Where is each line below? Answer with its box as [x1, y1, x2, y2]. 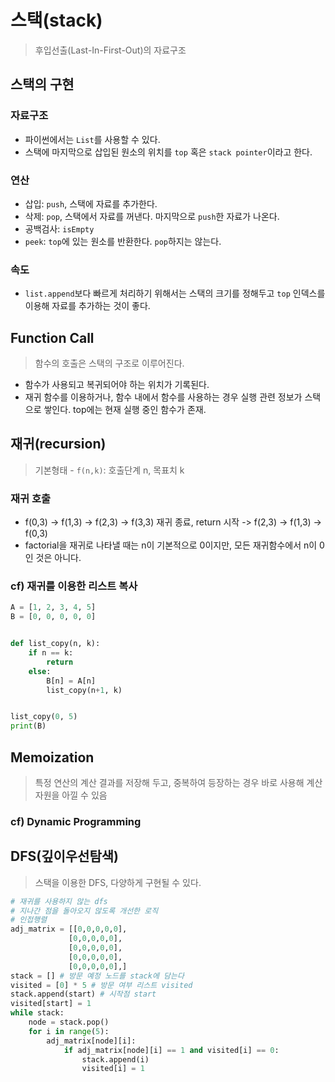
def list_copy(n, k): [10, 639, 101, 649]
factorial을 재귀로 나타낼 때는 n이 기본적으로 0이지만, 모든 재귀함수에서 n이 [24, 539, 318, 551]
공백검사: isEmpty [24, 222, 95, 235]
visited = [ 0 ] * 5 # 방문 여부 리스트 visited [10, 980, 193, 990]
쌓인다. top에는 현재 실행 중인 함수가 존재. [43, 404, 207, 416]
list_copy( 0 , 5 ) [10, 712, 78, 722]
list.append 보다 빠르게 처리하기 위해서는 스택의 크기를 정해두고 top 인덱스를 [24, 287, 326, 300]
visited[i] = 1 [81, 1064, 145, 1074]
